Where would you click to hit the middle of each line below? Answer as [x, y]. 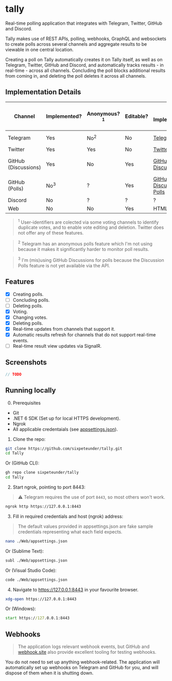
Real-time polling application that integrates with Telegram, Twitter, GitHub [84, 23]
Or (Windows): [21, 609]
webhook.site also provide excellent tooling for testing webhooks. [87, 652]
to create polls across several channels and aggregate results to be [76, 44]
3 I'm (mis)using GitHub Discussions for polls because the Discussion [91, 259]
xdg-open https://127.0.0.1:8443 [41, 599]
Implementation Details [43, 92]
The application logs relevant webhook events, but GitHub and [84, 647]
